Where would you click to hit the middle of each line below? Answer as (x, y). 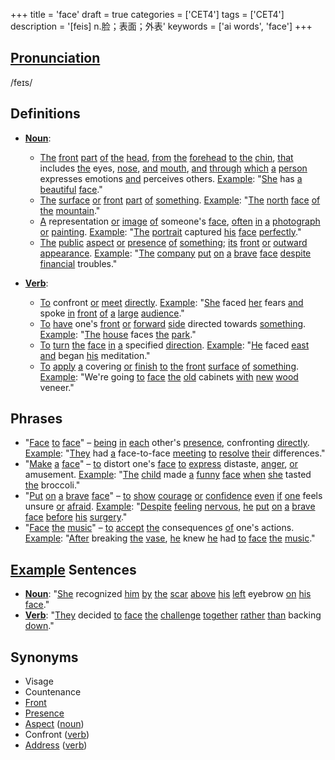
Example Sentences (73, 569)
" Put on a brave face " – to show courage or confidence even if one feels (173, 496)
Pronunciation (55, 58)
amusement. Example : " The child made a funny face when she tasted (168, 475)
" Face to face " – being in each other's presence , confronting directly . (167, 443)
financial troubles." (78, 263)
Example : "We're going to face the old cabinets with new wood (169, 376)
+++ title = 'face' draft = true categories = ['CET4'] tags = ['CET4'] (147, 14)
